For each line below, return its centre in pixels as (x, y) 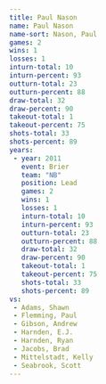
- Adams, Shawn (41, 307)
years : (21, 150)
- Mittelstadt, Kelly (53, 357)
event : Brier (45, 167)
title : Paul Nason (43, 17)
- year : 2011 (37, 158)
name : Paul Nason (41, 26)
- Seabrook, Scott (47, 365)
